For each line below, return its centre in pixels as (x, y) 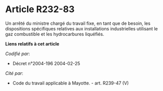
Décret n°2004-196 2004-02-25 (46, 63)
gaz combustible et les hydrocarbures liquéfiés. (55, 34)
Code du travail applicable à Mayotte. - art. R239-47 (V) (71, 83)
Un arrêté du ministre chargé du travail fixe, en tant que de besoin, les (78, 23)
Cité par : (14, 73)
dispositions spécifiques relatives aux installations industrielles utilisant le (82, 28)
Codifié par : (18, 54)
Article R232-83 (40, 9)
